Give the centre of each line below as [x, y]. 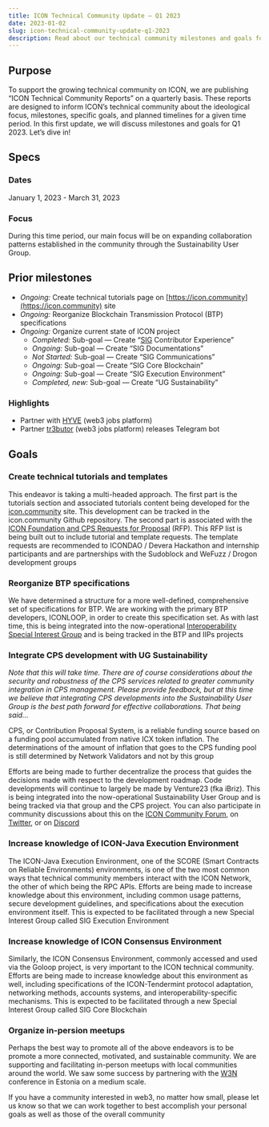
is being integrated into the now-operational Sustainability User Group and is [134, 797]
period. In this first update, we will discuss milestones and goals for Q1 [124, 124]
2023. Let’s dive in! [40, 132]
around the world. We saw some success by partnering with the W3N [123, 1073]
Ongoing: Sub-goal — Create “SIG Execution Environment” [128, 374]
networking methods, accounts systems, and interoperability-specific [123, 993]
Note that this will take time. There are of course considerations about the [130, 672]
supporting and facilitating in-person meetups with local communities [123, 1065]
